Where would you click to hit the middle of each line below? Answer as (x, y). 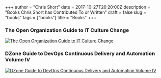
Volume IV (18, 60)
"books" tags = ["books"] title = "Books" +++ (51, 17)
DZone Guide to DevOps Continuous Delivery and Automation (80, 53)
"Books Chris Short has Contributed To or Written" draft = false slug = (76, 12)
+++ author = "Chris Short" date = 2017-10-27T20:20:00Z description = (78, 7)
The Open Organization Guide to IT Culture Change (67, 30)
